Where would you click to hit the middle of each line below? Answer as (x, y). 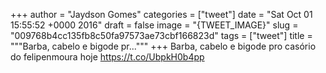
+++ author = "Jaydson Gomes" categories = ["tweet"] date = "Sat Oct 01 (161, 14)
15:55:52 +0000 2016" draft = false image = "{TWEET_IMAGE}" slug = (154, 25)
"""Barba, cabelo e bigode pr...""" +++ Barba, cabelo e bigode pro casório (163, 46)
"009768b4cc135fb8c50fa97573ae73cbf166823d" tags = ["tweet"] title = (161, 35)
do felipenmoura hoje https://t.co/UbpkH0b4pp (107, 57)
